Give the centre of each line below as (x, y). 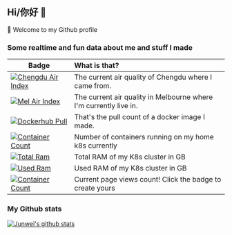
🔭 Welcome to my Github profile (52, 29)
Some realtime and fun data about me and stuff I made (100, 47)
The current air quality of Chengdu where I (143, 77)
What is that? (97, 66)
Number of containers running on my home (144, 137)
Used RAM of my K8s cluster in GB (130, 168)
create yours (95, 188)
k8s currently (96, 146)
